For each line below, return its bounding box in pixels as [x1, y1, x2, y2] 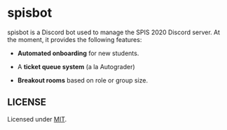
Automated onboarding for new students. [17, 49, 139, 57]
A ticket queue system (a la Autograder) [17, 62, 135, 71]
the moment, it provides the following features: [7, 35, 142, 43]
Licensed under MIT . [7, 115, 67, 123]
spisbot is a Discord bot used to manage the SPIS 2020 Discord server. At [7, 28, 221, 36]
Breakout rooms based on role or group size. [17, 75, 149, 85]
